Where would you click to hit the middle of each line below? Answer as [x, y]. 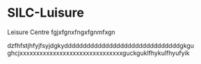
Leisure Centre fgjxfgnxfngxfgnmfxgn [62, 32]
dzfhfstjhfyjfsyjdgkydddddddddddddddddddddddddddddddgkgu [101, 45]
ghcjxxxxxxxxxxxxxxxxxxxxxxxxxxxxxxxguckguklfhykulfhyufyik [98, 53]
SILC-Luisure [46, 13]
